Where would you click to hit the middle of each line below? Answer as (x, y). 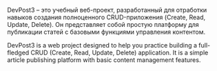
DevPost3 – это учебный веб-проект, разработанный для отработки (107, 10)
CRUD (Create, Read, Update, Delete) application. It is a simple (120, 52)
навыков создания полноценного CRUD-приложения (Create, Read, (106, 17)
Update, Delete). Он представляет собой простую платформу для (103, 24)
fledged (18, 52)
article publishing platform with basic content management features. (104, 60)
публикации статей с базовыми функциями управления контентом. (106, 32)
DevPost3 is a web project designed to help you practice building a (102, 45)
